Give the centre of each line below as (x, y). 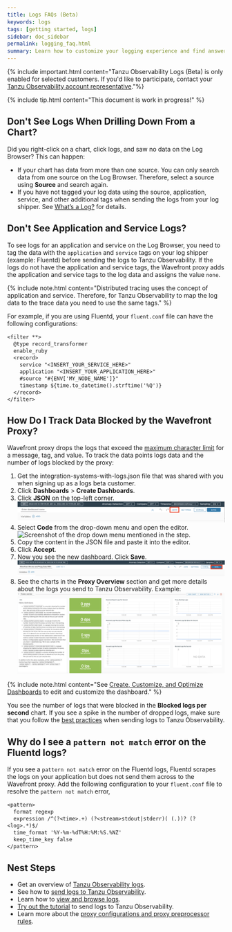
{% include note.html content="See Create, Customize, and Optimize (105, 685)
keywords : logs (29, 22)
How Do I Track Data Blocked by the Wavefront (109, 421)
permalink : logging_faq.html (49, 44)
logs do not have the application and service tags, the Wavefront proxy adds (116, 267)
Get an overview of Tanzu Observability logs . (81, 885)
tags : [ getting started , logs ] (52, 29)
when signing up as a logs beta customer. (76, 483)
